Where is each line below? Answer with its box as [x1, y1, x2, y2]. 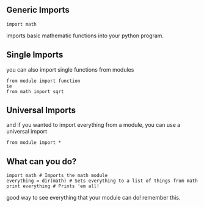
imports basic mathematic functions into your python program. [6, 32, 164, 39]
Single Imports [6, 50, 64, 60]
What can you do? [6, 156, 77, 167]
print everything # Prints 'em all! [6, 183, 100, 189]
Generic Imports [6, 5, 70, 15]
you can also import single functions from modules [6, 66, 134, 73]
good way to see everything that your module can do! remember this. [6, 194, 181, 201]
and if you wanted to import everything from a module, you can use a [6, 121, 181, 129]
